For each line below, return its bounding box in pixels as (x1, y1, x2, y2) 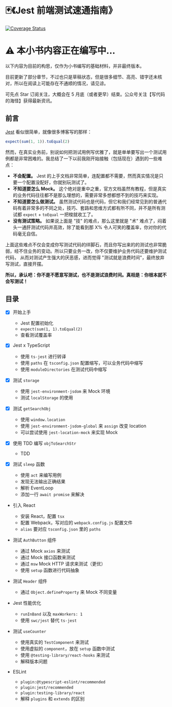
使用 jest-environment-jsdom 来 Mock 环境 (20, 388, 111, 394)
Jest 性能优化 (12, 600, 41, 606)
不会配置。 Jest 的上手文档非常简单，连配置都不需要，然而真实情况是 (12, 173, 159, 179)
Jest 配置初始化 (20, 320, 54, 327)
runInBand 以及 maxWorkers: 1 (20, 610, 83, 617)
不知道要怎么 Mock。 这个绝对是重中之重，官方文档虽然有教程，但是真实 (12, 186, 167, 192)
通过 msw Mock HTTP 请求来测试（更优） (20, 560, 106, 567)
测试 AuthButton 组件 (12, 537, 57, 543)
